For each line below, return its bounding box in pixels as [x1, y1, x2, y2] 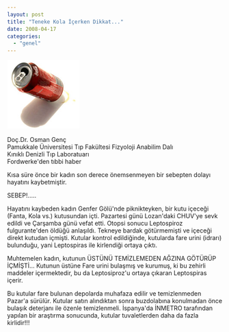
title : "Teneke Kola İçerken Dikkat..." [7, 18, 124, 25]
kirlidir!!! [7, 319, 30, 327]
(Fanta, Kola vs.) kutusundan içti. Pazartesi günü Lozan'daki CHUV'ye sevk [7, 212, 218, 220]
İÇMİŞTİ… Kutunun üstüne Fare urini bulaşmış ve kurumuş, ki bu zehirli [7, 261, 206, 270]
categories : [7, 33, 41, 40]
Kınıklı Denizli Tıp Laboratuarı [7, 150, 90, 158]
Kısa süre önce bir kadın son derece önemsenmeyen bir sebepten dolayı [7, 171, 211, 179]
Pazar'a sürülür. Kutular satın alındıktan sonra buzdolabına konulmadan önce [7, 297, 223, 305]
